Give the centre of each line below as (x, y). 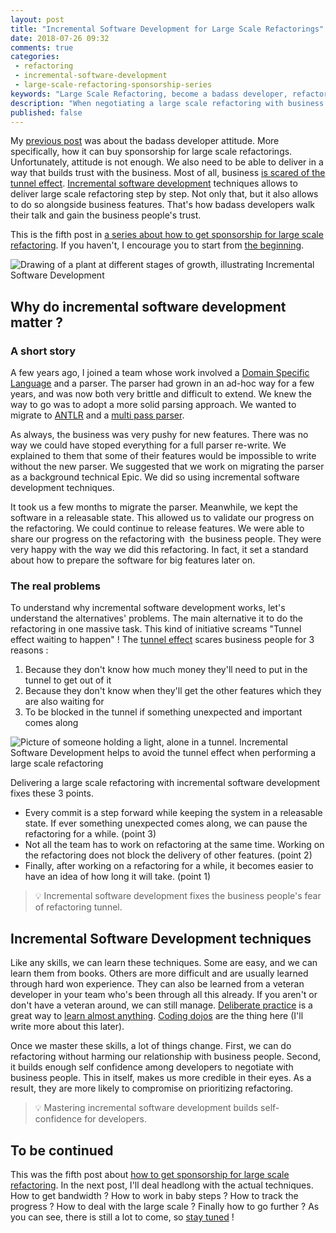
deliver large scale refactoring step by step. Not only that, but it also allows (164, 194)
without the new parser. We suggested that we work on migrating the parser (167, 467)
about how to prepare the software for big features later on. (133, 560)
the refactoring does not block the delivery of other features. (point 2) (168, 855)
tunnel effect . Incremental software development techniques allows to (154, 183)
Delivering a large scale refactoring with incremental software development (165, 783)
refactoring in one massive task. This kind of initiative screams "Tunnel (156, 629)
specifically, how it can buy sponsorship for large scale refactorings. (151, 152)
